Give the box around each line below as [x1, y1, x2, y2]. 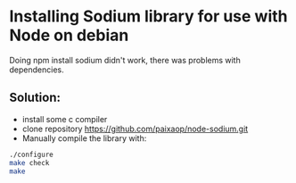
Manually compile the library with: [21, 132, 147, 144]
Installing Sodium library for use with [9, 6, 288, 27]
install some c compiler [21, 113, 108, 124]
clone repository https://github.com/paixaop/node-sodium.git [21, 123, 249, 134]
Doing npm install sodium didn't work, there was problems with [9, 54, 241, 65]
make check [9, 158, 50, 167]
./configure [9, 150, 53, 159]
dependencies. [9, 64, 64, 75]
